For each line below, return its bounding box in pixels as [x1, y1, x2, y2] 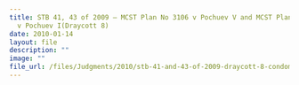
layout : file [9, 37, 58, 47]
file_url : [9, 63, 46, 72]
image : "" [9, 54, 46, 63]
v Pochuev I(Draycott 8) [17, 21, 109, 30]
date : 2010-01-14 [9, 29, 74, 38]
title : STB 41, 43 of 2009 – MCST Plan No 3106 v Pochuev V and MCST [9, 12, 273, 22]
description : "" [9, 46, 69, 55]
